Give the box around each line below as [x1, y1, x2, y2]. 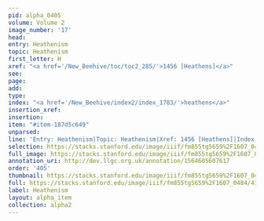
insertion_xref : [8, 107, 61, 114]
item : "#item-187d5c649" [8, 121, 90, 129]
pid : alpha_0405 [8, 11, 61, 20]
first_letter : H [8, 56, 61, 63]
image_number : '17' [8, 26, 72, 34]
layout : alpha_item [8, 194, 72, 201]
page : [8, 77, 26, 85]
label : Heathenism [8, 186, 68, 194]
